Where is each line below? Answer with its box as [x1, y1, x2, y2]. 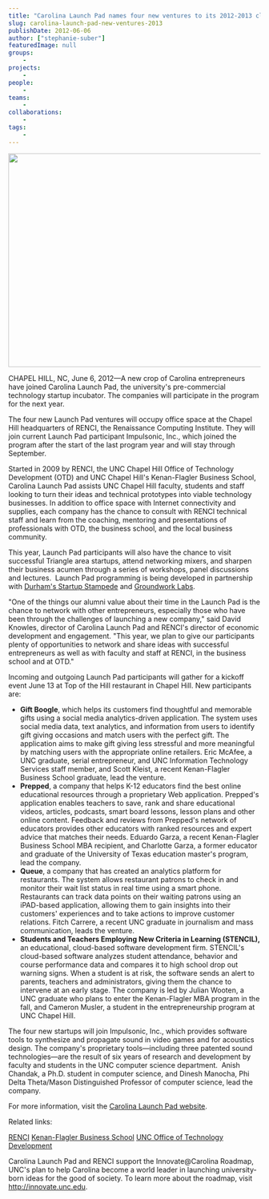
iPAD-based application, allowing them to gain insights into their [19, 900, 231, 909]
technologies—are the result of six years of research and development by [8, 1052, 251, 1061]
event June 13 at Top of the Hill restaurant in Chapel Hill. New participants [8, 680, 252, 690]
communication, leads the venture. [19, 925, 134, 935]
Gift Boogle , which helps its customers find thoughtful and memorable [19, 704, 252, 714]
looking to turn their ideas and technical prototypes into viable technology [8, 489, 252, 499]
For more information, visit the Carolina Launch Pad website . [8, 1101, 208, 1111]
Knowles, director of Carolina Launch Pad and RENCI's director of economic [8, 622, 259, 632]
